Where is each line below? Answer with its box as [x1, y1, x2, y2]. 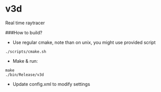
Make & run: [12, 58, 38, 64]
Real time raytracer [5, 20, 45, 26]
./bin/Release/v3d [5, 72, 44, 77]
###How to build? [5, 29, 43, 35]
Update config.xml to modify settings [12, 81, 90, 87]
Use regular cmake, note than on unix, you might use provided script [12, 39, 156, 45]
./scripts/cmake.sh [5, 49, 47, 54]
